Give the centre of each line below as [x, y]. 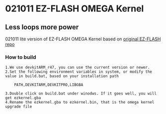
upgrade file [19, 107]
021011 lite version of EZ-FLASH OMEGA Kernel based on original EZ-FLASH [83, 39]
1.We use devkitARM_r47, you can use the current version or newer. [78, 68]
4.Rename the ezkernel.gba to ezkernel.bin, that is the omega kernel [80, 103]
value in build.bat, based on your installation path [62, 76]
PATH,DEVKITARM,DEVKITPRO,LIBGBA [49, 85]
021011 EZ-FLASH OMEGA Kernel [75, 9]
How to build [21, 57]
